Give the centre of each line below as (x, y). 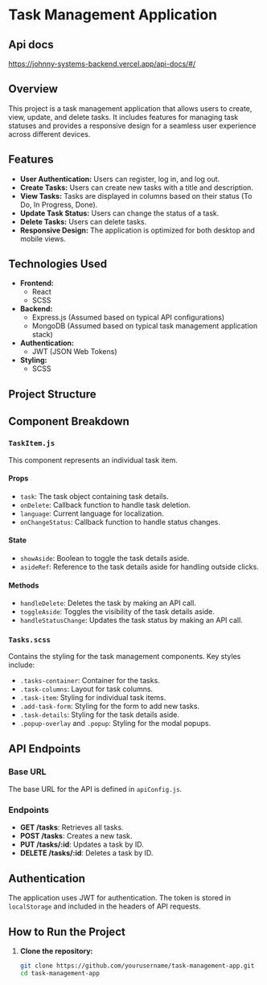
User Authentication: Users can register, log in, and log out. (120, 179)
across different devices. (49, 134)
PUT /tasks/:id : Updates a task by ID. (82, 845)
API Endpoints (45, 749)
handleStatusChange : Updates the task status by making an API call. (131, 620)
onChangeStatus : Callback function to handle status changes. (120, 521)
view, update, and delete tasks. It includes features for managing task (123, 117)
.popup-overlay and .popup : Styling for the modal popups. (115, 723)
